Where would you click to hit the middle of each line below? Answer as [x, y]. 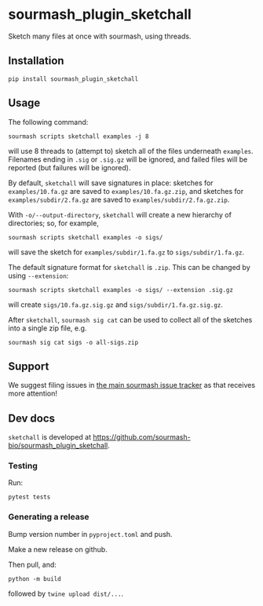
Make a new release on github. [58, 549]
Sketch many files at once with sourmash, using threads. [100, 36]
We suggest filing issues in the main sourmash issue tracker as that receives [132, 385]
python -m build [35, 579]
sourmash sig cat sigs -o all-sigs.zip [73, 342]
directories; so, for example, [54, 223]
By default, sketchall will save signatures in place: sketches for [111, 183]
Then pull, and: [33, 564]
